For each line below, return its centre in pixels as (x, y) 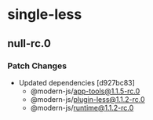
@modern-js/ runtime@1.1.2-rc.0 (82, 107)
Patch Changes (37, 66)
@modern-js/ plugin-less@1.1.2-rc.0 (88, 99)
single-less (45, 15)
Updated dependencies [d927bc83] (76, 82)
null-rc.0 (29, 44)
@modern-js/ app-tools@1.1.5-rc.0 (85, 91)
